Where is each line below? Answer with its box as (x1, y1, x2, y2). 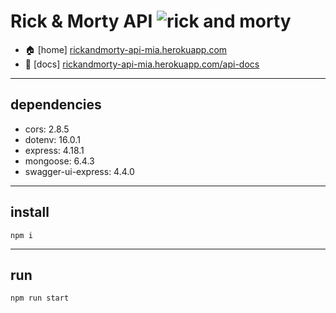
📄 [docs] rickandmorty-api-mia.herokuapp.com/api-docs (24, 58, 260, 70)
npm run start (10, 293, 70, 304)
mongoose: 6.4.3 (24, 155, 95, 167)
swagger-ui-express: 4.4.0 (24, 165, 135, 177)
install (10, 204, 50, 221)
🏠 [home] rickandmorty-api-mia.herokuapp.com (24, 43, 228, 55)
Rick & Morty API (10, 10, 153, 33)
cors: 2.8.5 (24, 123, 70, 135)
